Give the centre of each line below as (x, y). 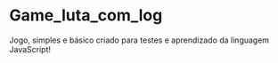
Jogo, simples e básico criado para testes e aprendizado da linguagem (139, 40)
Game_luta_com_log (86, 16)
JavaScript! (30, 49)
